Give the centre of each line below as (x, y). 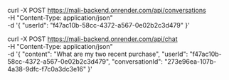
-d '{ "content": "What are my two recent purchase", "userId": (98, 54)
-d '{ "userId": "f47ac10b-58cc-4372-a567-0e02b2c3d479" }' (98, 25)
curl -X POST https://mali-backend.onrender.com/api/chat (92, 39)
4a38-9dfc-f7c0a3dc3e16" (47, 69)
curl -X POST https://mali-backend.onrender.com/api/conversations (107, 10)
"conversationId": (137, 62)
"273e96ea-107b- (191, 62)
